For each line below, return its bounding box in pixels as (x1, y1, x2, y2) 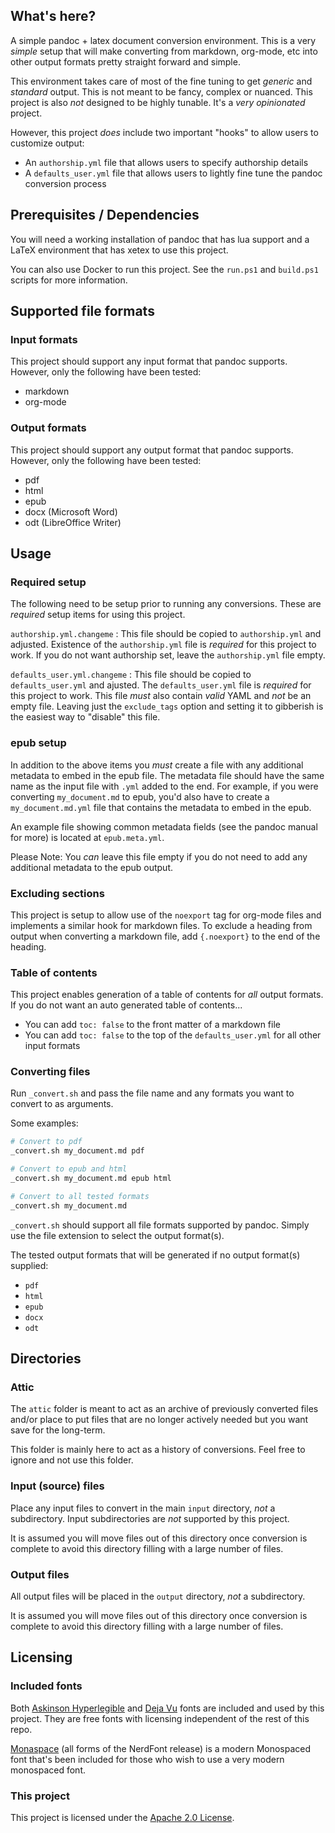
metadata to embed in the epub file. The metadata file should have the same (10, 769, 325, 781)
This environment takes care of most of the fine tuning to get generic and (10, 75, 313, 87)
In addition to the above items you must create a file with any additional (10, 759, 304, 771)
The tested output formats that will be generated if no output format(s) (10, 1249, 301, 1261)
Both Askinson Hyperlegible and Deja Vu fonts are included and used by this (10, 1702, 325, 1714)
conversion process (24, 177, 107, 189)
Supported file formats (10, 303, 155, 320)
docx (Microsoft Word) (24, 505, 118, 518)
